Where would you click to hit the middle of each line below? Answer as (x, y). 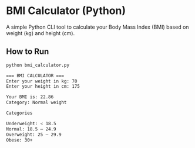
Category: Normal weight (36, 103)
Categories (19, 113)
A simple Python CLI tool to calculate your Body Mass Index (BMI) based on (97, 27)
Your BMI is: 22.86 (30, 97)
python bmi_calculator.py (38, 65)
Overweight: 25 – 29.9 (34, 135)
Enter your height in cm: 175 (43, 87)
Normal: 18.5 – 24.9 (31, 129)
